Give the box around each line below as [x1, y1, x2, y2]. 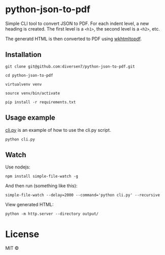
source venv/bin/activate [5, 91, 60, 96]
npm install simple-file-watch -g [5, 174, 79, 179]
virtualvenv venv [5, 81, 42, 87]
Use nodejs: [5, 164, 30, 170]
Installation [5, 50, 42, 59]
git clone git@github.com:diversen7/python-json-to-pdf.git [5, 64, 136, 69]
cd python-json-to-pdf [5, 73, 53, 78]
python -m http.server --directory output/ [5, 211, 99, 217]
